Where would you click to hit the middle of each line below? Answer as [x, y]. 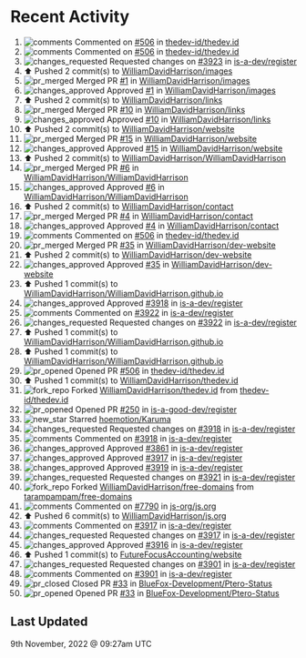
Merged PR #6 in [107, 167]
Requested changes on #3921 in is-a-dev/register [202, 477]
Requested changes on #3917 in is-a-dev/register [202, 535]
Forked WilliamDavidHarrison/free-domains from [163, 486]
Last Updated [49, 622]
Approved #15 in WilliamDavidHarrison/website [195, 148]
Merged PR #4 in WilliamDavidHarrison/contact [165, 216]
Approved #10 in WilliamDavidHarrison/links [189, 119]
